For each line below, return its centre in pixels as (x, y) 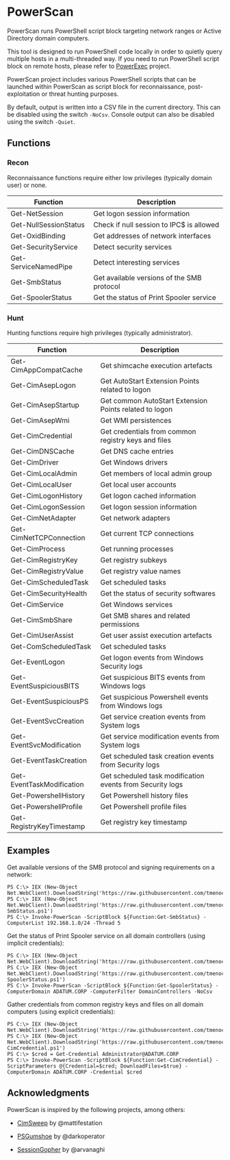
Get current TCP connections (147, 533)
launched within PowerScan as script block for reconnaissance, (97, 86)
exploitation (24, 94)
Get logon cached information (148, 495)
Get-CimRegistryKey (44, 560)
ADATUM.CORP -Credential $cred (98, 1072)
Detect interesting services (137, 262)
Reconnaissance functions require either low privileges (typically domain (110, 177)
